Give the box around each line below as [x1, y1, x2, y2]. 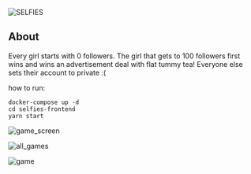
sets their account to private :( [8, 68, 107, 77]
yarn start [8, 112, 44, 120]
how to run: [8, 83, 46, 92]
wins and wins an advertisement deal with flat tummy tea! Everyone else [8, 59, 243, 68]
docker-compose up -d [8, 98, 80, 106]
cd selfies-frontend [8, 105, 77, 113]
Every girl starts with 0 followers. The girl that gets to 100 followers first [8, 51, 241, 61]
